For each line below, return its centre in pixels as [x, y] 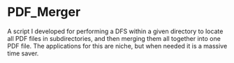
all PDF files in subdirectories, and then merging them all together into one [114, 38]
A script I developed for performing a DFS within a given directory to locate [115, 31]
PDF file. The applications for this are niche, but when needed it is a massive [117, 46]
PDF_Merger [44, 12]
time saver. [23, 53]
